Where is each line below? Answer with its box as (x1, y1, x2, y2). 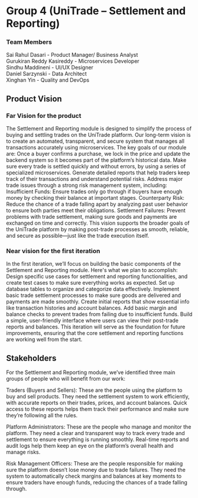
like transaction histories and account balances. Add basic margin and (6, 304, 177, 312)
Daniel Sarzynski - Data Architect (6, 70, 87, 78)
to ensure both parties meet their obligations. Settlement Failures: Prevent (6, 207, 186, 214)
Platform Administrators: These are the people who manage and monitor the (6, 423, 191, 430)
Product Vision (6, 94, 62, 104)
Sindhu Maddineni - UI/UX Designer (6, 64, 93, 71)
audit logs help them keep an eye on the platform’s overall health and (6, 442, 174, 449)
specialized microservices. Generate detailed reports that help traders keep (6, 169, 190, 176)
